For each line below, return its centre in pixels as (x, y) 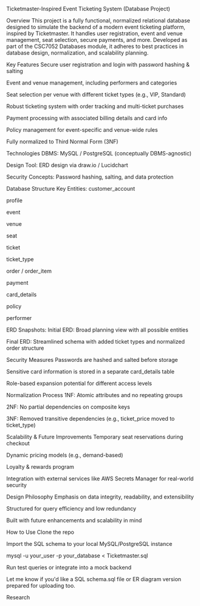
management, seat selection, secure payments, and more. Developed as (97, 40)
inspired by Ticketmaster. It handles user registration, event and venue (95, 33)
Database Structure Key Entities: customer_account (71, 189)
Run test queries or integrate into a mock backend (69, 567)
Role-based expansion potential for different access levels (79, 383)
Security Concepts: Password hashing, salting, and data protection (90, 177)
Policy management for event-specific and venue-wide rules (82, 130)
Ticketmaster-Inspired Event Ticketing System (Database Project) (88, 9)
